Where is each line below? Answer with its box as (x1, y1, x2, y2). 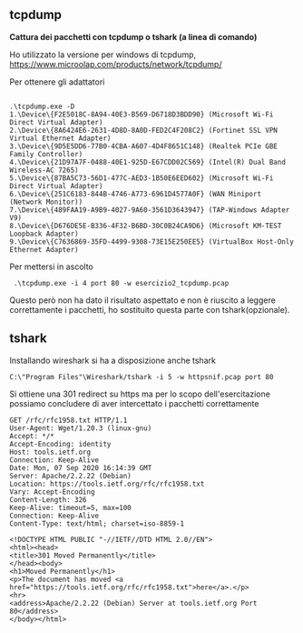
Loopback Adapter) (9, 229, 79, 238)
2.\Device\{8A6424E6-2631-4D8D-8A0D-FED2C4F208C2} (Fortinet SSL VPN (9, 126, 279, 135)
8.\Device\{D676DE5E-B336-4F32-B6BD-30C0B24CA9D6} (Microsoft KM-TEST (9, 221, 282, 230)
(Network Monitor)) (9, 197, 83, 206)
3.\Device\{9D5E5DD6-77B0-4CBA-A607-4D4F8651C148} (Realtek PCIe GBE (9, 141, 279, 151)
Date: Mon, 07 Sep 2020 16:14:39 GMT (9, 463, 152, 472)
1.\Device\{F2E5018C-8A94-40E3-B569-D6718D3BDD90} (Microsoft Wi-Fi (9, 109, 274, 119)
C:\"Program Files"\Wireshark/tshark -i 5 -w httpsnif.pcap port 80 (9, 372, 274, 381)
